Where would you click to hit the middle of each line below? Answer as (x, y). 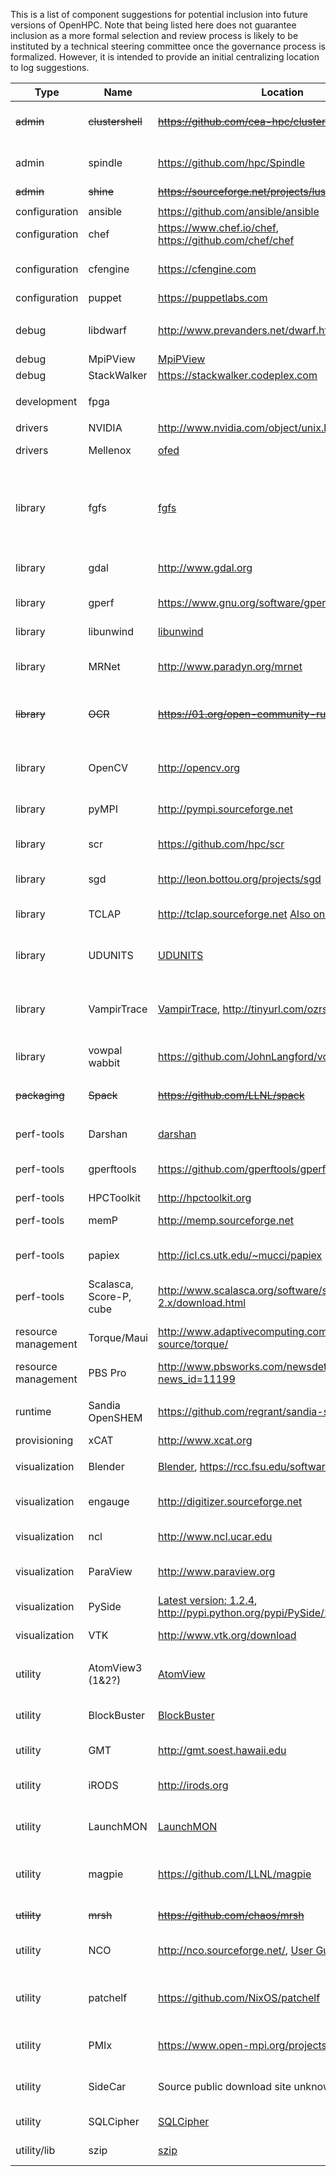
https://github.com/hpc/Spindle (231, 162)
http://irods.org (193, 1785)
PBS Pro (107, 1372)
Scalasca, (111, 1284)
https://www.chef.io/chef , (218, 227)
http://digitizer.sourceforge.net (230, 1501)
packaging (40, 1095)
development (46, 401)
